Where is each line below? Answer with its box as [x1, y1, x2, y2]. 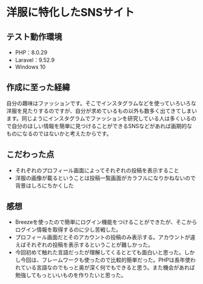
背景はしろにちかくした [15, 181, 74, 189]
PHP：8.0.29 [15, 49, 47, 56]
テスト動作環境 [6, 32, 62, 42]
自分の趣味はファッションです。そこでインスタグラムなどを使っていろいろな [6, 100, 197, 107]
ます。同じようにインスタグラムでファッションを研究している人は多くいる [6, 115, 191, 122]
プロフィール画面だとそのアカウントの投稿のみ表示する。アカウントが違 [15, 234, 196, 241]
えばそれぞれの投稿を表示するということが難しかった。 [15, 241, 153, 249]
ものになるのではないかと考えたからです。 [6, 130, 112, 137]
